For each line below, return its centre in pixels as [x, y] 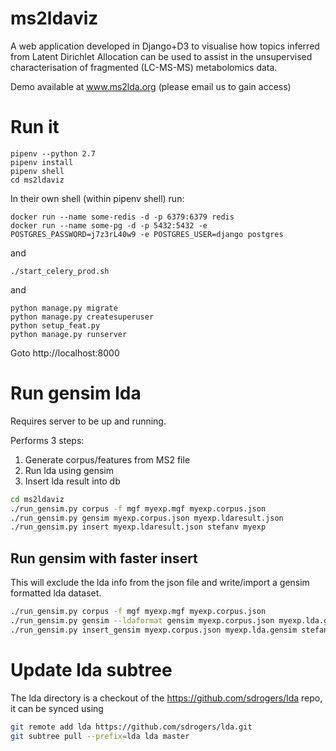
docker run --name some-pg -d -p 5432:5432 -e [109, 225]
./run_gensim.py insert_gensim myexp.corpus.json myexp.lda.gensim [154, 630]
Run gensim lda [76, 393]
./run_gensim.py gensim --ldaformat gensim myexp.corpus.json [142, 621]
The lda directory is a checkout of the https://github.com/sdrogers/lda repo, [166, 698]
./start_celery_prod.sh [60, 271]
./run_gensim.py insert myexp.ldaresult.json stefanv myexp [138, 527]
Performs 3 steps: [47, 440]
